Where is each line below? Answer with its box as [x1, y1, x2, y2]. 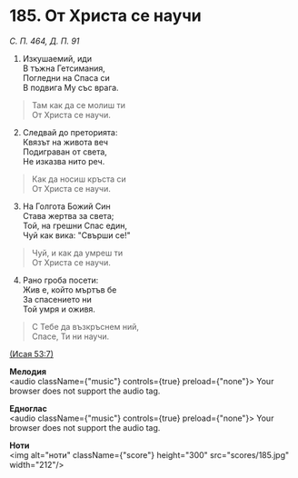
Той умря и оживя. [22, 304, 95, 314]
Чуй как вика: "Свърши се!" [22, 229, 132, 241]
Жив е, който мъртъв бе [22, 284, 117, 295]
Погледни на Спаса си [22, 72, 111, 83]
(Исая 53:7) [9, 348, 55, 359]
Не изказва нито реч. [22, 155, 105, 166]
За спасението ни [22, 294, 93, 304]
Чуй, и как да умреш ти [31, 247, 124, 258]
